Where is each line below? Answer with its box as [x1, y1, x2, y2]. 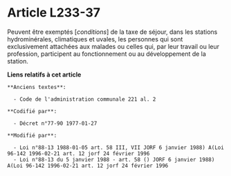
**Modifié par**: [7, 132, 57, 139]
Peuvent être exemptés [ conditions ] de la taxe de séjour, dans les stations [7, 28, 218, 36]
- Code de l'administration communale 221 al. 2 [13, 95, 156, 103]
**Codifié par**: [7, 108, 57, 115]
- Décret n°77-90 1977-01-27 [13, 119, 98, 127]
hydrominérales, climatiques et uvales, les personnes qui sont [7, 35, 183, 43]
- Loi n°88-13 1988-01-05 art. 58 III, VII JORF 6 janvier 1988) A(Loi [13, 144, 225, 151]
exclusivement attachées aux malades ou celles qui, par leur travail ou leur [7, 42, 220, 50]
